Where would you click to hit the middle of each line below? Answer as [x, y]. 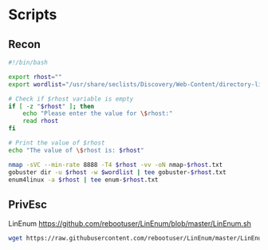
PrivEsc [28, 204]
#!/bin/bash [28, 62]
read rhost [41, 121]
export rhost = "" [35, 77]
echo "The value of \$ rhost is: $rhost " [77, 150]
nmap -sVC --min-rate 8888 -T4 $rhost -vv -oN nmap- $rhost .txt [116, 165]
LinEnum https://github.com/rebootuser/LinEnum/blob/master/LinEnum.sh [130, 224]
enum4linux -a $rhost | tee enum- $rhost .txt [83, 180]
